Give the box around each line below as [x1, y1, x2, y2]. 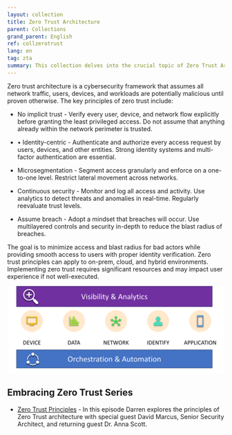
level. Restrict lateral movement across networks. [37, 173, 178, 182]
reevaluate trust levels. [17, 201, 82, 210]
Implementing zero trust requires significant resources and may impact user [7, 264, 223, 273]
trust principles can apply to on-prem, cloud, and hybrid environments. [7, 258, 209, 266]
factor [17, 153, 35, 161]
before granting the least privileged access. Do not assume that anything [17, 117, 225, 126]
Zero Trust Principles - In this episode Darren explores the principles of [17, 405, 220, 414]
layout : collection [7, 11, 64, 18]
